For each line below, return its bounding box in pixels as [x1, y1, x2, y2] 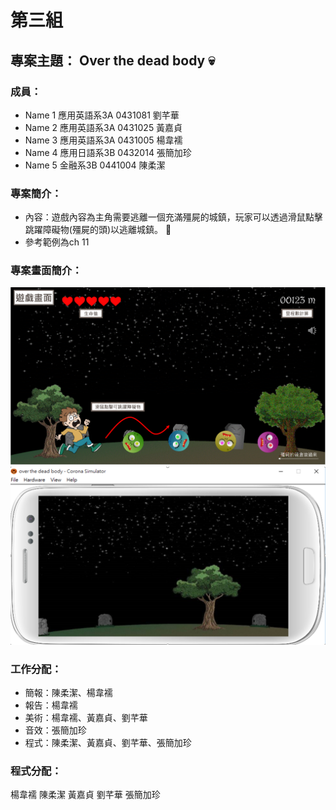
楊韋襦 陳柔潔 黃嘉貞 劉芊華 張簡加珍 [10, 789, 161, 801]
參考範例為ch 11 [24, 236, 90, 248]
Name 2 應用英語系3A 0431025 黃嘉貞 [24, 121, 183, 133]
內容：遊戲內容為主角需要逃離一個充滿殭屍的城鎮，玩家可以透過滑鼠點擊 [24, 211, 323, 223]
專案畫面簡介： [10, 264, 83, 278]
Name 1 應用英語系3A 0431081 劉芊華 [24, 109, 180, 121]
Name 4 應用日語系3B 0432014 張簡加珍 [24, 146, 192, 158]
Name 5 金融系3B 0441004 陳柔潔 [24, 159, 166, 171]
